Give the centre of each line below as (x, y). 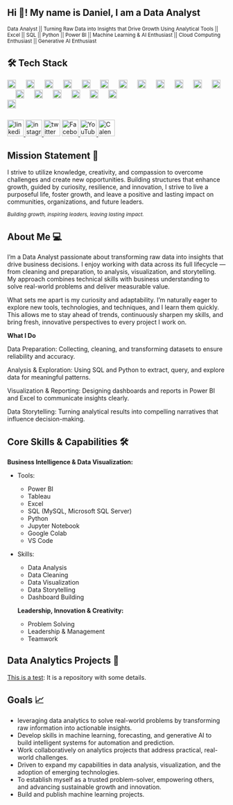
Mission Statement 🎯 (53, 155)
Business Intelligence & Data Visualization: (70, 462)
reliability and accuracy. (41, 357)
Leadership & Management (66, 631)
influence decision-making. (46, 419)
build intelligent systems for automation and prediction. (96, 742)
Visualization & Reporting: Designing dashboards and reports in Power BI (111, 391)
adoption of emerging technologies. (68, 772)
